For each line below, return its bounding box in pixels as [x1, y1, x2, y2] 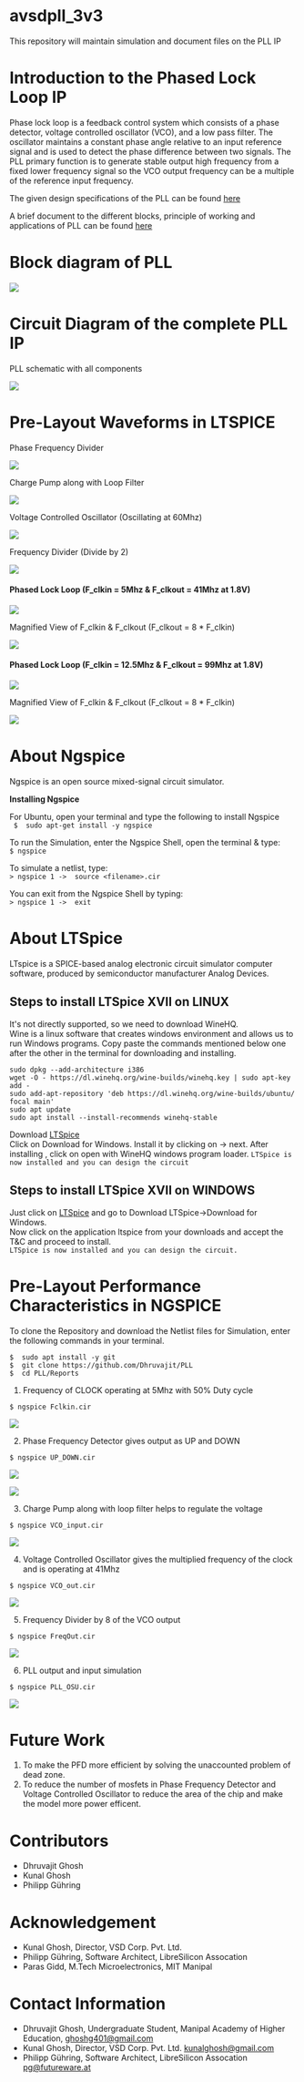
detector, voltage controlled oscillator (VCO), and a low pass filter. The [9, 127, 273, 138]
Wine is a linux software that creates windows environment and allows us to [9, 1028, 294, 1039]
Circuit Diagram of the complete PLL [9, 313, 289, 333]
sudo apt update [9, 1104, 71, 1114]
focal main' [9, 1097, 55, 1106]
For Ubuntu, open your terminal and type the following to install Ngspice [9, 812, 280, 823]
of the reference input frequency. [9, 175, 134, 186]
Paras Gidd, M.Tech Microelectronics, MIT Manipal [22, 1961, 213, 1973]
